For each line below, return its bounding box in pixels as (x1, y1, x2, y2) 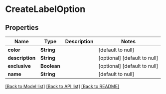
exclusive (7, 63, 31, 69)
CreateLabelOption (5, 3, 86, 15)
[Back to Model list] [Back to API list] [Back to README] (5, 84, 120, 89)
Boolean (40, 63, 61, 69)
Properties (5, 23, 39, 32)
